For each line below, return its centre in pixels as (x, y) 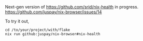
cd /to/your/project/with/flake (37, 30)
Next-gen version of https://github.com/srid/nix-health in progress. (72, 7)
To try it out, (17, 21)
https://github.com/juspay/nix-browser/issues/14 (54, 12)
